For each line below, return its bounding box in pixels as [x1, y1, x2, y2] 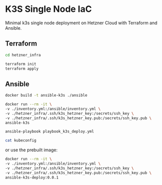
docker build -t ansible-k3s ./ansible [5, 93, 88, 98]
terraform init [5, 61, 37, 66]
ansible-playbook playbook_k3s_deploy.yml [5, 129, 94, 134]
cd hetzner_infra [5, 52, 41, 57]
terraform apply [5, 66, 39, 71]
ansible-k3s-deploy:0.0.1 [5, 175, 58, 180]
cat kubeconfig [5, 138, 37, 143]
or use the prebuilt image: [5, 147, 58, 153]
